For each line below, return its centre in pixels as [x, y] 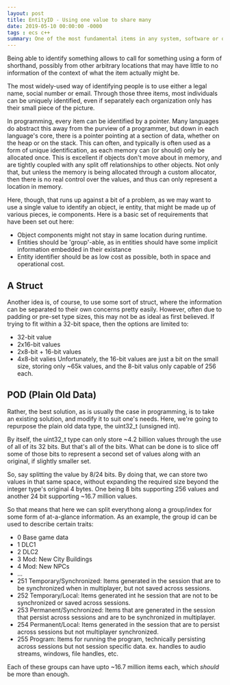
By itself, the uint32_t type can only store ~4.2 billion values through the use [114, 439]
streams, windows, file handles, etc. [67, 654]
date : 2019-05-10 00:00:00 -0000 [55, 26]
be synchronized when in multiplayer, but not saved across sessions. [114, 588]
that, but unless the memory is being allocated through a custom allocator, [112, 172]
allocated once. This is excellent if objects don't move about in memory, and [115, 157]
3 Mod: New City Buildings [54, 559]
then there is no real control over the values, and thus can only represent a [112, 179]
